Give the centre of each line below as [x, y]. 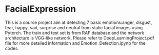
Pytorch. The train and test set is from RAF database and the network [75, 33]
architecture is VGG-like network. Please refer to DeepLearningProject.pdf [80, 38]
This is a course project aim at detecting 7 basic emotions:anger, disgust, [79, 22]
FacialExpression [40, 9]
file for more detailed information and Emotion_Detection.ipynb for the [75, 43]
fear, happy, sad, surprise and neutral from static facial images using [74, 27]
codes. [12, 48]
